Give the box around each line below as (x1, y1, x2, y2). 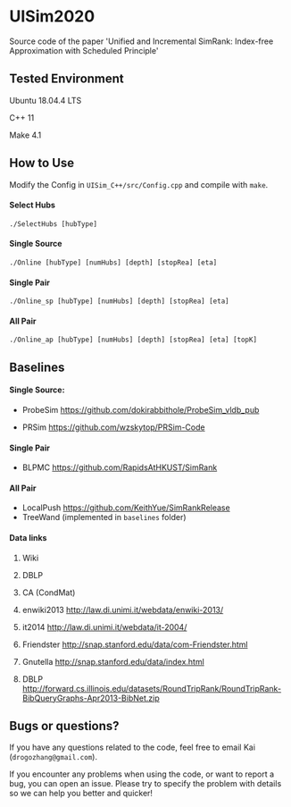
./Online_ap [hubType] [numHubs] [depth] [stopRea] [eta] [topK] (9, 335, 257, 345)
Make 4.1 (9, 130, 42, 140)
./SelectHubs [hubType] (9, 219, 98, 229)
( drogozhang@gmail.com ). (9, 752, 98, 762)
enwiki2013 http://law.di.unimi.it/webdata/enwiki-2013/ (21, 604, 224, 615)
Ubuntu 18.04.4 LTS (9, 95, 82, 105)
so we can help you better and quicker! (9, 788, 154, 799)
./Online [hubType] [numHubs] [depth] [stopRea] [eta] (9, 257, 218, 267)
